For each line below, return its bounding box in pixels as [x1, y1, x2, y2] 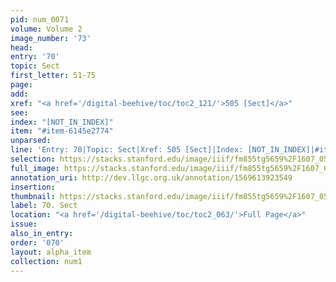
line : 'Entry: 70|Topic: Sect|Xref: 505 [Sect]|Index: [10, 145, 244, 155]
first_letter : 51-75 [10, 71, 97, 81]
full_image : [10, 163, 60, 173]
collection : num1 [10, 256, 83, 266]
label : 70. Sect [10, 201, 78, 211]
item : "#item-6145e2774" [10, 126, 114, 136]
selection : [10, 154, 56, 164]
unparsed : [10, 136, 52, 146]
